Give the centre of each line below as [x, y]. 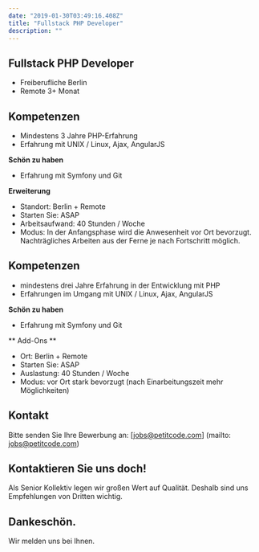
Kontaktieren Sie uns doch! [77, 469]
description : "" [35, 31]
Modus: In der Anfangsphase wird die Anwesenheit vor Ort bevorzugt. [136, 232]
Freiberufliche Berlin [53, 83]
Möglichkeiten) [45, 390]
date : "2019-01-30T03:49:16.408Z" [66, 16]
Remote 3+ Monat [50, 91]
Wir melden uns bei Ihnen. [51, 541]
